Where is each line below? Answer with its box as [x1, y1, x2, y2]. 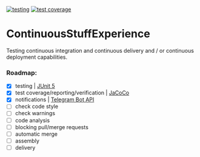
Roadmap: [6, 68, 38, 77]
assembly [15, 137, 39, 144]
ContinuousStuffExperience [6, 27, 150, 41]
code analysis [15, 116, 50, 124]
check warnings [15, 110, 56, 117]
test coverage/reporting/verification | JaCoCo [15, 89, 130, 96]
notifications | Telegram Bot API [15, 96, 95, 103]
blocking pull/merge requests [15, 123, 89, 130]
